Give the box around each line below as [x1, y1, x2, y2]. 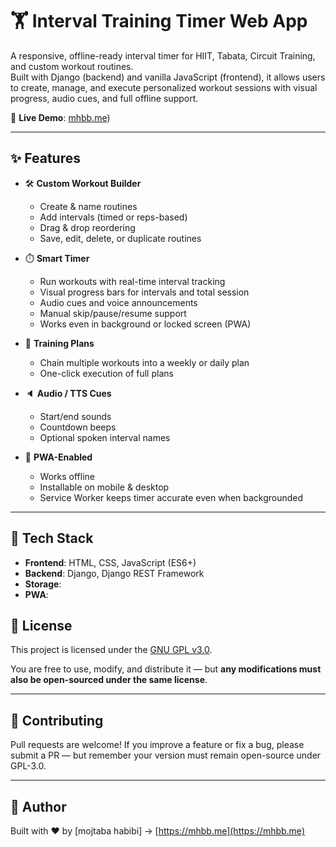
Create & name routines [39, 200, 138, 212]
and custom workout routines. [10, 60, 134, 72]
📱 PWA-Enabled [24, 451, 93, 463]
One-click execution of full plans [39, 367, 174, 379]
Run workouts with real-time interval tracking [39, 275, 226, 287]
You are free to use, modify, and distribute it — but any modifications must [10, 663, 322, 675]
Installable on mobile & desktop [39, 481, 170, 493]
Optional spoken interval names [39, 431, 171, 443]
